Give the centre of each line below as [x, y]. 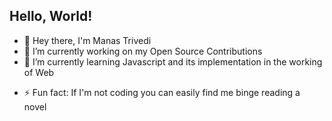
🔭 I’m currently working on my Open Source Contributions [143, 51]
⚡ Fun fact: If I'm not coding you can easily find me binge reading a [162, 92]
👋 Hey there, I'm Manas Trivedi [87, 40]
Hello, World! [51, 16]
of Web [39, 72]
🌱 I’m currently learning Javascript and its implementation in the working [173, 61]
